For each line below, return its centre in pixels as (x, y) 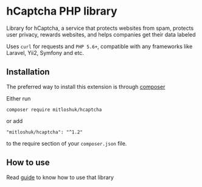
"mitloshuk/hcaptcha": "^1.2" (45, 132)
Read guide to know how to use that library (60, 177)
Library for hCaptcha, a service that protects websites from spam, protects (100, 28)
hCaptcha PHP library (62, 11)
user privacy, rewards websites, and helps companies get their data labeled (101, 34)
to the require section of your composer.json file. (67, 143)
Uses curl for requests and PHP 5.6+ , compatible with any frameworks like (99, 46)
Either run (19, 98)
